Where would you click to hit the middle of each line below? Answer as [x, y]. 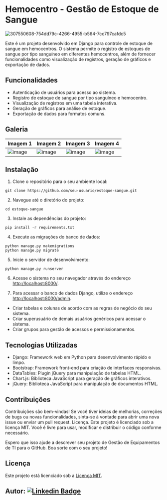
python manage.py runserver [34, 269]
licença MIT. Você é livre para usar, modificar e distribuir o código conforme [83, 427]
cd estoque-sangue [24, 209]
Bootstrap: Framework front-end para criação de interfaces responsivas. [87, 368]
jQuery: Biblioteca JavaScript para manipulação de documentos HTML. [85, 384]
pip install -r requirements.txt [40, 228]
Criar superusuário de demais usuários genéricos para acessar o [79, 319]
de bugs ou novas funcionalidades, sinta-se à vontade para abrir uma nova [82, 417]
